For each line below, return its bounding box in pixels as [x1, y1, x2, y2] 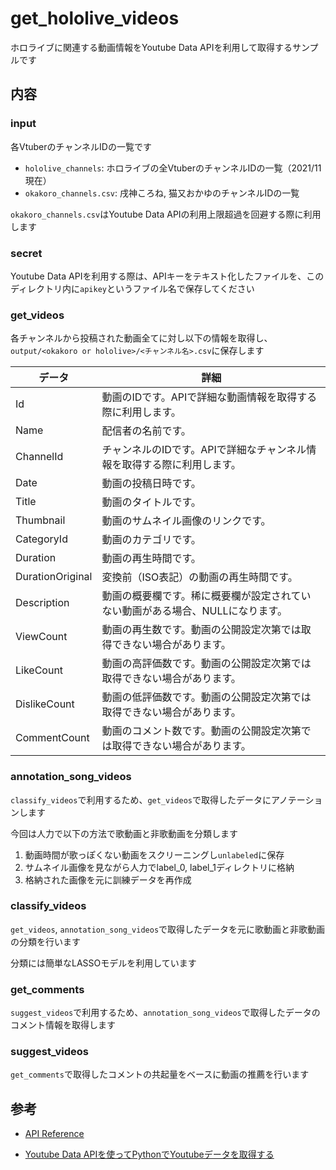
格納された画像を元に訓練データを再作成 [24, 873, 192, 886]
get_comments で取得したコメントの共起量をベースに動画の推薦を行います [10, 1068, 310, 1081]
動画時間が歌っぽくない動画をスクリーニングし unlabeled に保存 [24, 848, 285, 861]
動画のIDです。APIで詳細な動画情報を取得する [101, 390, 318, 404]
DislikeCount [15, 697, 75, 711]
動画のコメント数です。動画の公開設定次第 [101, 724, 302, 738]
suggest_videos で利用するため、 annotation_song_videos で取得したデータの [10, 1007, 321, 1019]
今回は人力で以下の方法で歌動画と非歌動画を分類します [10, 827, 238, 839]
